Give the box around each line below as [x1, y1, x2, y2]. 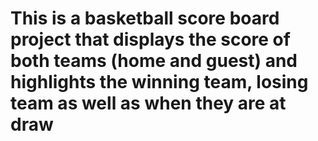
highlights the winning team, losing [10, 71, 309, 94]
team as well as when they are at [10, 92, 287, 115]
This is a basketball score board [10, 7, 280, 30]
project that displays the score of [10, 28, 291, 51]
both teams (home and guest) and [10, 50, 298, 72]
